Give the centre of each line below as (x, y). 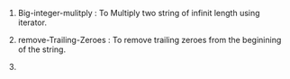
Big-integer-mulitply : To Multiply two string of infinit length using (139, 13)
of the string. (41, 49)
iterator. (32, 22)
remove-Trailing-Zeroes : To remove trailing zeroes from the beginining (150, 40)
